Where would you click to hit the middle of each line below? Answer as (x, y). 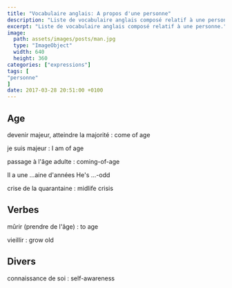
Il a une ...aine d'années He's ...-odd (59, 175)
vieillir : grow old (30, 240)
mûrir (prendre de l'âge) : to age (53, 226)
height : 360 (31, 59)
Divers (21, 261)
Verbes (23, 210)
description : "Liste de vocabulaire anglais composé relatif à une (106, 20)
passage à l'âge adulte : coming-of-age (64, 161)
